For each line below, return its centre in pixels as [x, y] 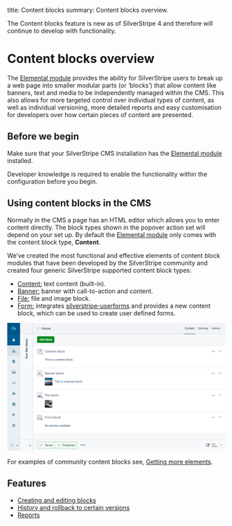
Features [27, 483]
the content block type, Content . [54, 242]
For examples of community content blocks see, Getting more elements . [110, 462]
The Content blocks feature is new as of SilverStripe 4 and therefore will [110, 23]
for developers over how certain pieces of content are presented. [100, 114]
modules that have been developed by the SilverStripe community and [107, 263]
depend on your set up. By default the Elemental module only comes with [112, 234]
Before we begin [43, 137]
